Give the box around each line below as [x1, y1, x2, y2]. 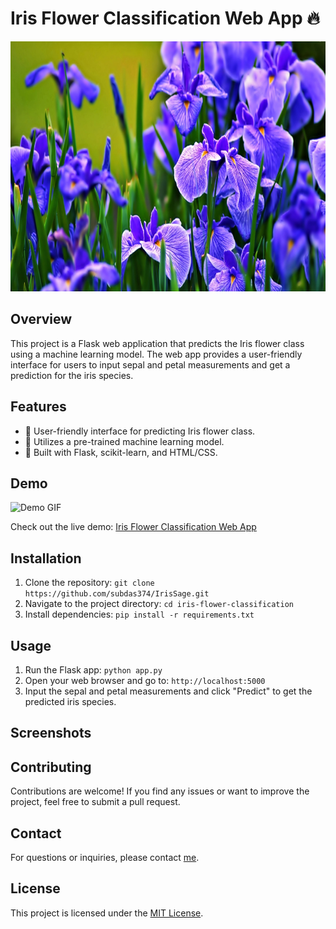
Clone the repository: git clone [24, 577, 155, 589]
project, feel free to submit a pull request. [10, 796, 181, 808]
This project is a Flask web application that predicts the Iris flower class [10, 337, 305, 349]
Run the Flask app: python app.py [24, 664, 163, 676]
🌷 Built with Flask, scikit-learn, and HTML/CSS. [24, 446, 218, 458]
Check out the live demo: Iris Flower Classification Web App [10, 521, 257, 533]
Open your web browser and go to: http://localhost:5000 [24, 675, 266, 686]
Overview [10, 311, 73, 328]
